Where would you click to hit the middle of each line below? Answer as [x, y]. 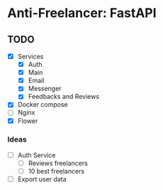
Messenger [45, 89]
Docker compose [43, 105]
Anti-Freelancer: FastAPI [82, 13]
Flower [28, 121]
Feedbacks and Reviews [64, 97]
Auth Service [36, 155]
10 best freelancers [56, 171]
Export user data [42, 179]
